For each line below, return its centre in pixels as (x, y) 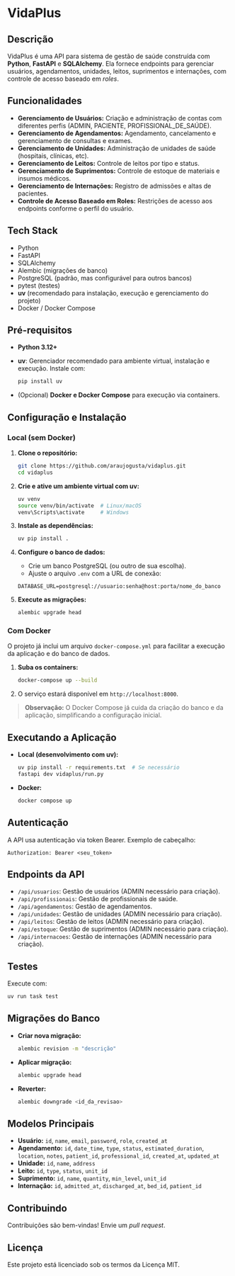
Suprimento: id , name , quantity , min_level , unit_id (92, 1178)
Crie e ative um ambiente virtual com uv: (78, 486)
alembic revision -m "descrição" (67, 1049)
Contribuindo (37, 1208)
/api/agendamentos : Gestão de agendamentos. (85, 907)
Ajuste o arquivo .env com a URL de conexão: (94, 574)
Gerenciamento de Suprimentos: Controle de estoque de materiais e (119, 171)
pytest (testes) (39, 286)
